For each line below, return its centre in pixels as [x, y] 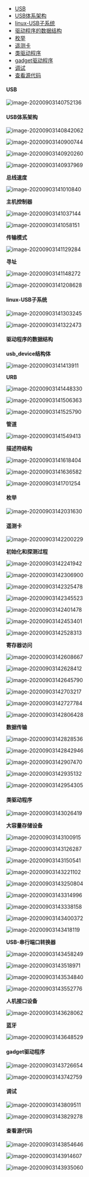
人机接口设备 [22, 1001]
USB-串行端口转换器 [31, 942]
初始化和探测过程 [27, 552]
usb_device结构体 [28, 354]
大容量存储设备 [24, 826]
